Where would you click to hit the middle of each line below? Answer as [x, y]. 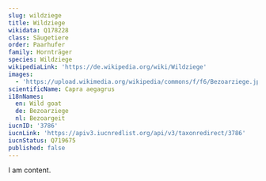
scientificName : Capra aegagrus [61, 89]
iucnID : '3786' [33, 126]
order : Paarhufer [37, 45]
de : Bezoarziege [42, 111]
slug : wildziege [35, 15]
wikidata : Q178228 [38, 30]
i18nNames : [26, 96]
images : [21, 74]
